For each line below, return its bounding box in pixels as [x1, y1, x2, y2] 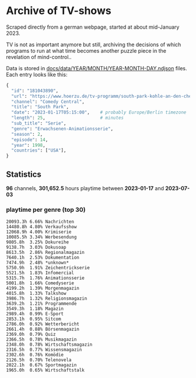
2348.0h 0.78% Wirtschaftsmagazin [6, 342, 93, 348]
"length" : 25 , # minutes [11, 115, 124, 121]
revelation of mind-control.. [6, 53, 72, 60]
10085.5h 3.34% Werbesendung [6, 234, 77, 240]
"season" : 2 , [11, 131, 43, 137]
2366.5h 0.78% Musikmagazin [6, 336, 77, 343]
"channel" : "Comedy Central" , [11, 98, 85, 105]
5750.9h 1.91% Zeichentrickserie [6, 265, 90, 271]
